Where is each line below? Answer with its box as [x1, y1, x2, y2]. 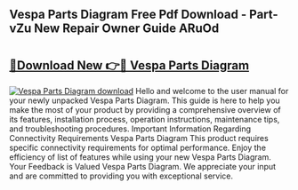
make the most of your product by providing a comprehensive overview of [9, 105, 282, 115]
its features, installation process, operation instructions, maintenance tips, [9, 115, 280, 124]
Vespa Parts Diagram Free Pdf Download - [9, 7, 247, 22]
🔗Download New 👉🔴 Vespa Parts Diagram [9, 58, 250, 73]
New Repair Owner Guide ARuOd [34, 21, 220, 36]
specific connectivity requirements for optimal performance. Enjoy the [9, 142, 267, 153]
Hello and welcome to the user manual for [135, 86, 289, 96]
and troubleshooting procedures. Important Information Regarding [9, 123, 252, 134]
